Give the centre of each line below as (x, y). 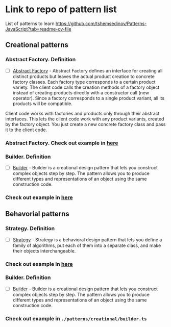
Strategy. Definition (30, 229)
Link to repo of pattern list (61, 9)
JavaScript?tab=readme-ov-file (38, 29)
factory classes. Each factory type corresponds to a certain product (84, 82)
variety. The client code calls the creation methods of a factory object (86, 87)
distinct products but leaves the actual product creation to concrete (83, 76)
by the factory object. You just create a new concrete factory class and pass (86, 124)
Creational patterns (37, 45)
